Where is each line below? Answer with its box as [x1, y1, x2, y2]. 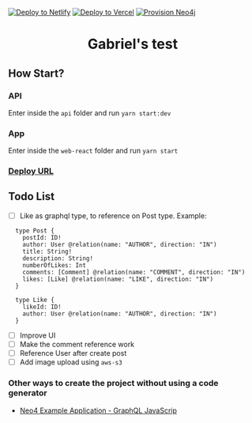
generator [8, 387, 47, 398]
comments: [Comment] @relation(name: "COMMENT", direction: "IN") [22, 268, 246, 276]
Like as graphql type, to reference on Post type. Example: [19, 210, 207, 221]
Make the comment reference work [19, 340, 135, 349]
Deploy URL [8, 166, 54, 177]
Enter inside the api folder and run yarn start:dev [8, 108, 171, 118]
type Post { [15, 226, 55, 235]
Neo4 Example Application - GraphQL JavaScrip [19, 406, 178, 415]
